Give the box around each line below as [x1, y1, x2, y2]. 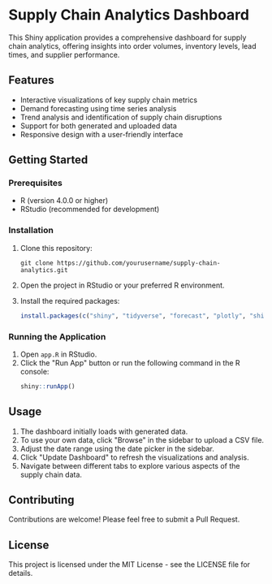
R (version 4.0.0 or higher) [19, 196, 109, 205]
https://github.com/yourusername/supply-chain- [56, 258, 221, 267]
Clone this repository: [19, 243, 93, 253]
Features [8, 73, 54, 87]
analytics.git [19, 266, 68, 274]
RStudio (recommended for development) [19, 205, 160, 214]
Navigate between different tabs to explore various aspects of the [19, 461, 240, 470]
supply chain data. [19, 469, 83, 479]
